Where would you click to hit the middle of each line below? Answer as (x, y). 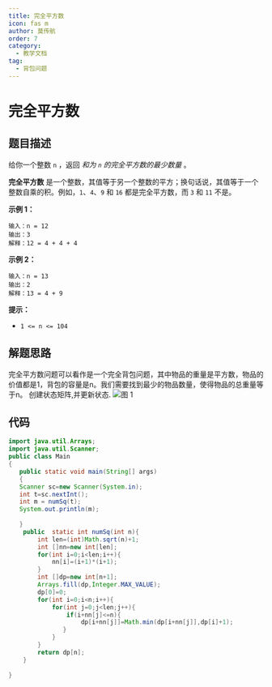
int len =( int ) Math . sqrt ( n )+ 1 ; (88, 540)
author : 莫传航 (32, 31)
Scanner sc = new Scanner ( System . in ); (81, 487)
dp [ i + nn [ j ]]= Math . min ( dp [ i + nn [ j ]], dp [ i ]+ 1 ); (157, 622)
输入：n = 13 (28, 276)
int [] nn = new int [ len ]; (77, 547)
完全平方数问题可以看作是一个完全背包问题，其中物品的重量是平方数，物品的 (136, 374)
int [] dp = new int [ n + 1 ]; (77, 577)
